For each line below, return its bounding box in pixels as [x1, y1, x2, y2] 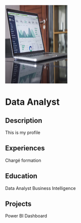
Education [5, 172, 38, 180]
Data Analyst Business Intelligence [5, 185, 76, 191]
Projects [5, 200, 32, 208]
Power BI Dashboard [5, 213, 47, 219]
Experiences [5, 144, 45, 152]
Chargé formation [5, 157, 41, 163]
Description [5, 116, 42, 125]
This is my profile [5, 130, 41, 135]
